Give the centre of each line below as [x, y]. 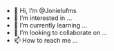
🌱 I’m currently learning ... [50, 25]
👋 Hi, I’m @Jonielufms [45, 11]
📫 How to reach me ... [46, 40]
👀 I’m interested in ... [43, 18]
